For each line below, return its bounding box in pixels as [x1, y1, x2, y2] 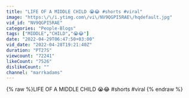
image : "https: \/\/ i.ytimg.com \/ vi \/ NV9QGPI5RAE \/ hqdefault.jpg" [6, 14, 172, 20]
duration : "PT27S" [6, 48, 52, 53]
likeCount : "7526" [6, 58, 52, 64]
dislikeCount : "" [6, 64, 50, 70]
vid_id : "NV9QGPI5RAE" [6, 20, 63, 26]
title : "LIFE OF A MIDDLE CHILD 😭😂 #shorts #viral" [6, 8, 143, 15]
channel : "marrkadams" [6, 69, 63, 75]
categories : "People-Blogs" [6, 25, 77, 31]
